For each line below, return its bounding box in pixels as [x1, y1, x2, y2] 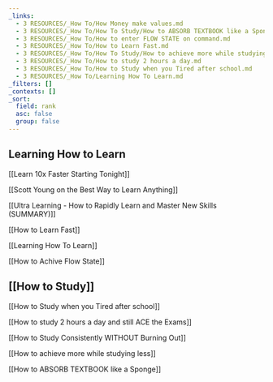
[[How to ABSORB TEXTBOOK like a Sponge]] [8, 364, 162, 374]
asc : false [15, 110, 53, 118]
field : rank [15, 102, 57, 110]
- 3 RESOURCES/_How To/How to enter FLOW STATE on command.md [15, 34, 231, 43]
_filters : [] [8, 79, 53, 88]
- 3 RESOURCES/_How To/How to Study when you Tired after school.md [15, 65, 253, 73]
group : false [15, 118, 60, 126]
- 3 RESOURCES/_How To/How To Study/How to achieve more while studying [15, 49, 267, 58]
